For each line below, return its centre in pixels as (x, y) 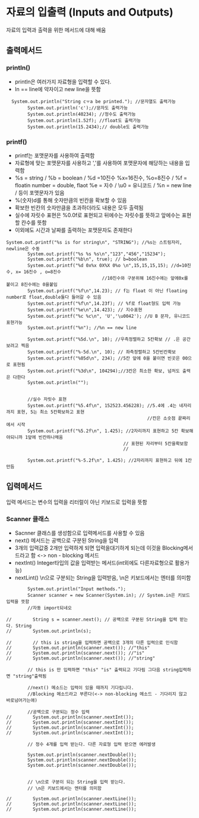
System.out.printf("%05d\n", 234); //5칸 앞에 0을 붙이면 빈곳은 (104, 358)
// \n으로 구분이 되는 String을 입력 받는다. (77, 782)
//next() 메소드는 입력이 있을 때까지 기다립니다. (81, 688)
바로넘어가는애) (22, 701)
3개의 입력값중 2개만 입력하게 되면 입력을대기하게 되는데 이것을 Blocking (99, 548)
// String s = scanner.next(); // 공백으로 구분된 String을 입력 (92, 620)
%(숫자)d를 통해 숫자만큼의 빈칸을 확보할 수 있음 (71, 200)
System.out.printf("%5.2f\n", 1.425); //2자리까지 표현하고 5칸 (103, 431)
